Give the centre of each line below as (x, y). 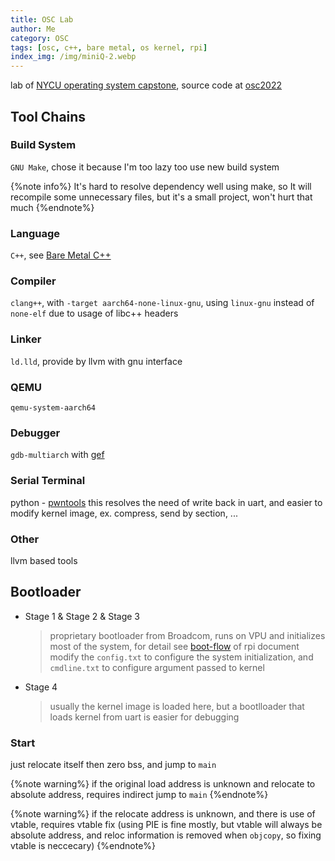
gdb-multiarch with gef (57, 455)
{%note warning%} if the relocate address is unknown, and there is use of (163, 814)
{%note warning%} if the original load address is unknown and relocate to (163, 784)
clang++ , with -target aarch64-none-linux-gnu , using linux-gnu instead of (162, 303)
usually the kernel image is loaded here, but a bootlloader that (177, 706)
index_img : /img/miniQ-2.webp (73, 57)
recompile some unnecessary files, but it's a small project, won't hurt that (161, 197)
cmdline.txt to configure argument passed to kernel (157, 667)
